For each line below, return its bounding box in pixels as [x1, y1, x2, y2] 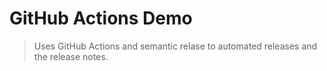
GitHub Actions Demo [9, 7, 193, 30]
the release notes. [33, 50, 109, 62]
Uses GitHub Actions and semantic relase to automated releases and [33, 40, 318, 52]
